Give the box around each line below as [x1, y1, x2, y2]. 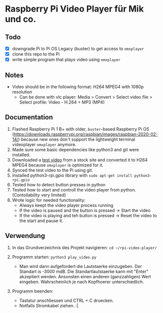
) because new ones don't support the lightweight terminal [18, 136, 135, 142]
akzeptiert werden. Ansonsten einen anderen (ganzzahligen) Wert [19, 273, 151, 279]
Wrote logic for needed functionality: [12, 197, 86, 203]
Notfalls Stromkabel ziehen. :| [19, 302, 79, 308]
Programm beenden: [12, 288, 53, 294]
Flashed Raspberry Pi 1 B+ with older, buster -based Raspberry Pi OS [12, 126, 149, 132]
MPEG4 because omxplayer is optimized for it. [12, 162, 103, 168]
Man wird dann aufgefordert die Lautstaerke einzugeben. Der [19, 263, 142, 269]
